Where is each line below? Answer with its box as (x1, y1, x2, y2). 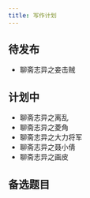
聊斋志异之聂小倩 (19, 143, 76, 152)
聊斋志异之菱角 (19, 123, 69, 133)
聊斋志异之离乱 (19, 113, 69, 122)
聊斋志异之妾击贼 (19, 65, 76, 75)
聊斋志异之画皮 (19, 152, 69, 162)
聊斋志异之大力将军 (19, 133, 83, 142)
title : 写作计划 (8, 11, 57, 20)
